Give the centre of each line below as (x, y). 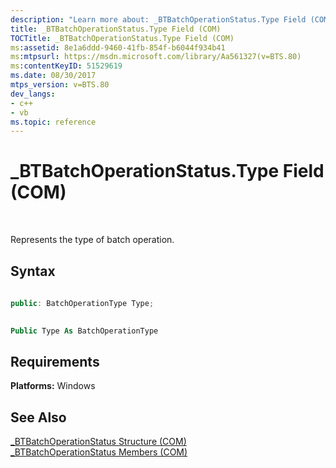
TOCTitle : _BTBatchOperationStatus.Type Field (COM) (122, 38)
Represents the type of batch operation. (92, 240)
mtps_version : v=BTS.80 (60, 85)
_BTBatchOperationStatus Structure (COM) (98, 442)
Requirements (55, 361)
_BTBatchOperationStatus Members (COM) (99, 452)
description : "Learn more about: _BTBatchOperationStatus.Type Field (158, 19)
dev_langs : (33, 94)
